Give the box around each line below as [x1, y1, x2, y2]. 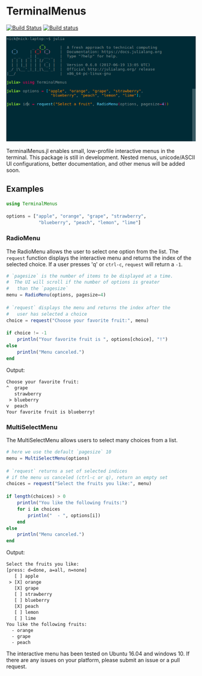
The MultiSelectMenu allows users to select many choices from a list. [6, 437, 178, 444]
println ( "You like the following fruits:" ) [17, 500, 128, 506]
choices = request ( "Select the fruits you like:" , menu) [6, 481, 152, 487]
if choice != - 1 [6, 330, 47, 336]
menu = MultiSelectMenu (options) [6, 455, 90, 462]
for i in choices [17, 506, 61, 512]
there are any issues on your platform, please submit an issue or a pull [6, 657, 180, 664]
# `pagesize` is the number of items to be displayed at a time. [6, 273, 173, 279]
